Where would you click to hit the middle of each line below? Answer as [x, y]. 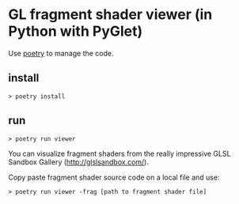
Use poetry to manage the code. [61, 53]
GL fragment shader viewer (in [110, 15]
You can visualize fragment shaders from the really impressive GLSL [119, 153]
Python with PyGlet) [76, 31]
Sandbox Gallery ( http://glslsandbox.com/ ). [78, 162]
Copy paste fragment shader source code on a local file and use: [114, 177]
